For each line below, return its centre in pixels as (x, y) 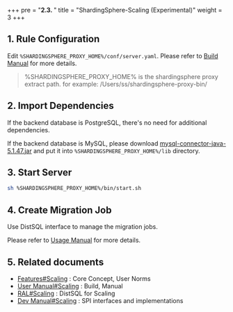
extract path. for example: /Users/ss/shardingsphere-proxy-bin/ (115, 84)
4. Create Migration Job (59, 210)
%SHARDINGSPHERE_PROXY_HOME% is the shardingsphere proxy (121, 76)
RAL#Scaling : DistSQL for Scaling (66, 293)
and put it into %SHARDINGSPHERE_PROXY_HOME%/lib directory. (117, 150)
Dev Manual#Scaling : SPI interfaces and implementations (100, 300)
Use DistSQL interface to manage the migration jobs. (82, 227)
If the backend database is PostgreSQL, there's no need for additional (107, 122)
